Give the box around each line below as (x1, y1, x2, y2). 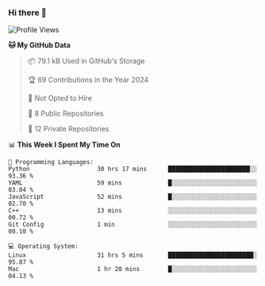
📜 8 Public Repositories (27, 109, 104, 118)
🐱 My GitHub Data (8, 40, 71, 50)
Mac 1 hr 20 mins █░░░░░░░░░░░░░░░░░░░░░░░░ (8, 265, 258, 273)
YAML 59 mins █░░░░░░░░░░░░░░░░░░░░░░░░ (8, 179, 258, 187)
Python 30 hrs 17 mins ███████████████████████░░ (8, 166, 258, 174)
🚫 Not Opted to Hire (27, 93, 93, 103)
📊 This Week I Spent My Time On (8, 140, 121, 150)
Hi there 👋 (8, 7, 48, 18)
